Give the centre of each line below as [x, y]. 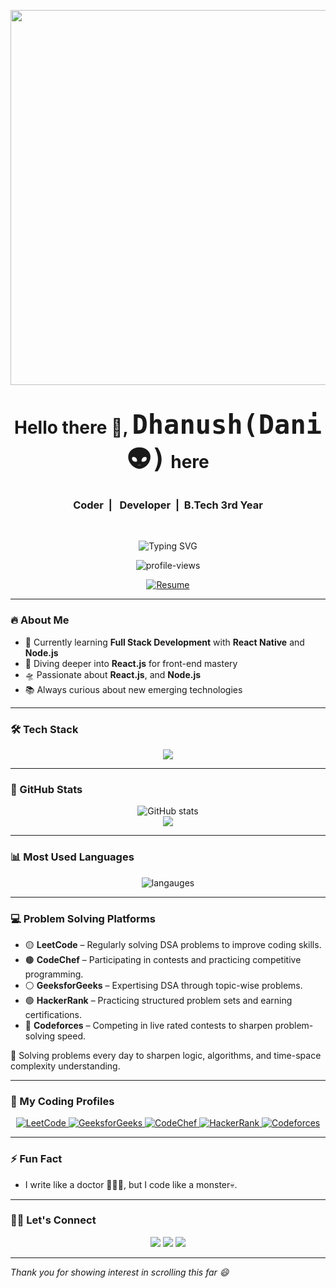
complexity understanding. [65, 1066]
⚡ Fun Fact [36, 1159]
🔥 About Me [40, 620]
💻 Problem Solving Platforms [83, 918]
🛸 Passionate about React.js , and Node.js [113, 674]
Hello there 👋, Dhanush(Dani [168, 425]
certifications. [53, 1014]
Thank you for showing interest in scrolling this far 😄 [120, 1272]
